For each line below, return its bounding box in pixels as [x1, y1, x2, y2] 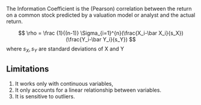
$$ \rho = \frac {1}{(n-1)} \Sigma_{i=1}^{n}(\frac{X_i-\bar [17, 29, 158, 37]
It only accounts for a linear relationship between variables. [14, 86, 162, 94]
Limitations [6, 64, 49, 74]
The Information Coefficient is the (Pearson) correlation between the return [6, 5, 192, 12]
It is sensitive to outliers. [14, 92, 75, 100]
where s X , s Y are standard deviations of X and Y [6, 45, 124, 53]
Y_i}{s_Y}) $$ [103, 36, 136, 43]
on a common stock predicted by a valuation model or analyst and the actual [6, 11, 196, 19]
